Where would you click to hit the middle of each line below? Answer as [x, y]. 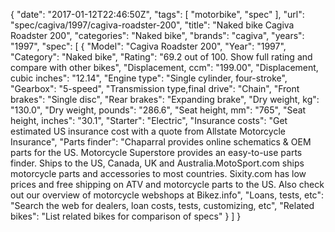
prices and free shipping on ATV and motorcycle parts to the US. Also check [167, 184]
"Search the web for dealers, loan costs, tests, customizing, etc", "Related [162, 205]
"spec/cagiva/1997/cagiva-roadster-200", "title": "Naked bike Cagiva [152, 25]
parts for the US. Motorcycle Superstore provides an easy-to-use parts [156, 152]
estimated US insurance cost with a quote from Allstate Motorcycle [148, 131]
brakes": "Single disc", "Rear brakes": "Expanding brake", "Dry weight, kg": [165, 99]
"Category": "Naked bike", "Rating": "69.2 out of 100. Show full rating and [161, 57]
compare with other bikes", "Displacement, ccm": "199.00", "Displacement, [164, 67]
